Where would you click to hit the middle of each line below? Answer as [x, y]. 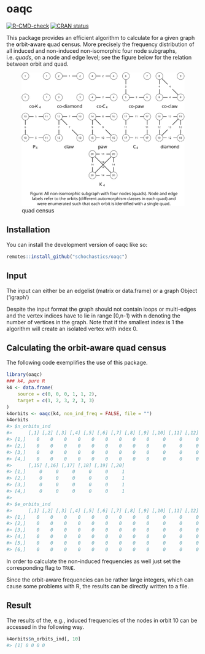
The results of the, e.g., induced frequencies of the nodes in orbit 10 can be [102, 620]
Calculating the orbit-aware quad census [87, 348]
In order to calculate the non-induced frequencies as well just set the [94, 561]
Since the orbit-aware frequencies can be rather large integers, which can [100, 580]
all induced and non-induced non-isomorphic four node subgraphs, [92, 50]
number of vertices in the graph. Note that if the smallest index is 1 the [95, 322]
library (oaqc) [25, 375]
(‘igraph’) [18, 297]
